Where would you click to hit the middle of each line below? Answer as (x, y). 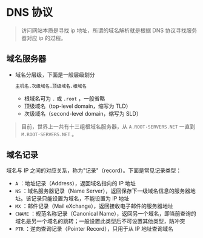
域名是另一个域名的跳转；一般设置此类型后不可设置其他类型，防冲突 (100, 221)
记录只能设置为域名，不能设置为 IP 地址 (80, 199)
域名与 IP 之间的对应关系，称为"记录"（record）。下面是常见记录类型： (94, 171)
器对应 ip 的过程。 (44, 38)
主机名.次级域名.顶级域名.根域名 (51, 86)
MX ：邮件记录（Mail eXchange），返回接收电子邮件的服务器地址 (94, 206)
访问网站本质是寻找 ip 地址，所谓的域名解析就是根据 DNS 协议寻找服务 (109, 30)
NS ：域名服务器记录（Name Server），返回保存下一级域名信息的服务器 (103, 191)
